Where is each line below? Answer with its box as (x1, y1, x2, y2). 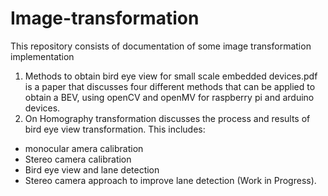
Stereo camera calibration (24, 153, 132, 165)
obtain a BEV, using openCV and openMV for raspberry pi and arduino (24, 91, 315, 103)
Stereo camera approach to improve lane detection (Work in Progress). (24, 174, 317, 186)
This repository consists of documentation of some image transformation (10, 40, 312, 52)
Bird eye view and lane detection (24, 163, 160, 176)
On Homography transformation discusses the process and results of (24, 112, 311, 124)
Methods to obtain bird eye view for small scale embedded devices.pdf (24, 70, 318, 82)
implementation (10, 50, 75, 62)
